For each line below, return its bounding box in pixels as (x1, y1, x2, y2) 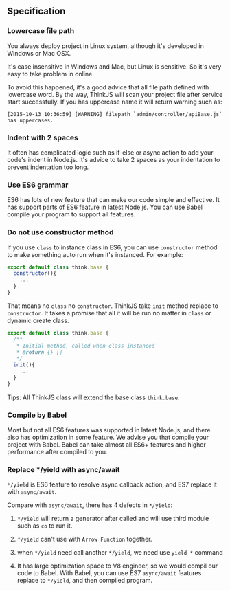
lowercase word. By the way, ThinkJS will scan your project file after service (7, 90, 223, 98)
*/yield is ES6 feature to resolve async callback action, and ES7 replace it (7, 480, 218, 489)
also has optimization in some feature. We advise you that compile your (7, 433, 209, 442)
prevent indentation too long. (7, 163, 89, 171)
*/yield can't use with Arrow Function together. (16, 535, 152, 544)
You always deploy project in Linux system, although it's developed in (7, 41, 205, 50)
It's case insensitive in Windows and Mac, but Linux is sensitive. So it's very (7, 62, 222, 71)
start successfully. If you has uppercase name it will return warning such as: (7, 98, 222, 106)
